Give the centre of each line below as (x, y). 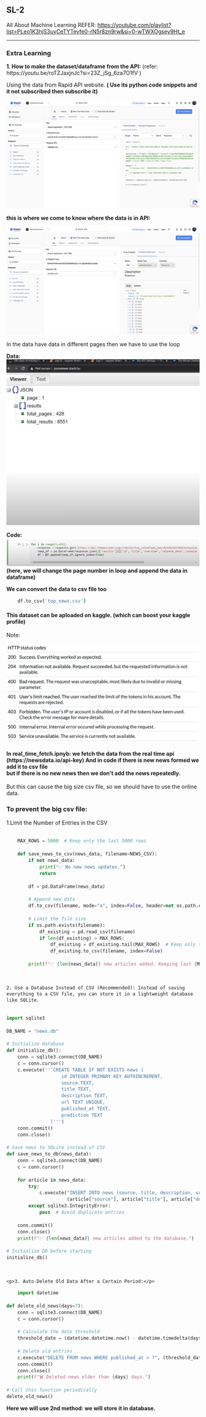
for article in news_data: (52, 1180)
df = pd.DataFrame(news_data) (67, 887)
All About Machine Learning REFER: (51, 25)
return (48, 873)
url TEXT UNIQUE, (83, 1102)
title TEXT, (76, 1089)
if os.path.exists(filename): (67, 925)
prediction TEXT (82, 1115)
